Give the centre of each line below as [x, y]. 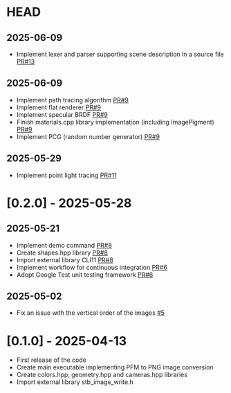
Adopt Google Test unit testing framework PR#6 [85, 275]
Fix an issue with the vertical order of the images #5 [91, 313]
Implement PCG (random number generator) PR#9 [88, 136]
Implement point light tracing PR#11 [66, 175]
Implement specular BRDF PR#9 [62, 114]
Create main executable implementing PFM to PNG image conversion [115, 367]
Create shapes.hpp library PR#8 [62, 253]
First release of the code [52, 360]
